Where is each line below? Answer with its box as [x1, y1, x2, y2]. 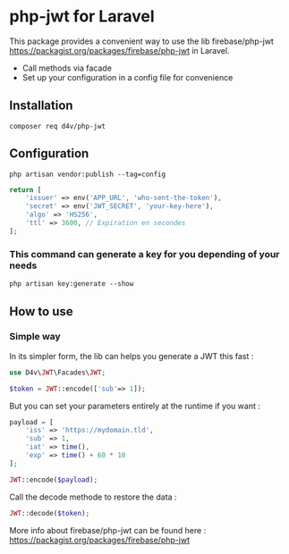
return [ [9, 185, 42, 194]
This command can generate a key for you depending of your [9, 248, 280, 260]
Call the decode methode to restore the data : [9, 491, 177, 502]
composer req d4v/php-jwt [9, 122, 106, 130]
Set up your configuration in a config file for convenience [21, 71, 234, 82]
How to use [9, 304, 73, 319]
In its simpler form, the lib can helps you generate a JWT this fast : [9, 350, 254, 361]
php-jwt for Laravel [9, 6, 155, 27]
